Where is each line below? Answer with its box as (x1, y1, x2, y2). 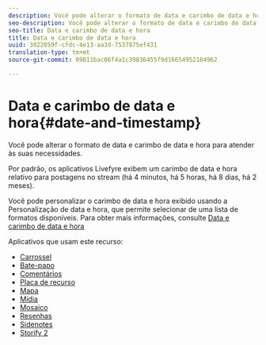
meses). (8, 180, 35, 190)
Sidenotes (19, 319, 53, 329)
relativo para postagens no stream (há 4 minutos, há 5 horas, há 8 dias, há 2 (8, 172, 257, 182)
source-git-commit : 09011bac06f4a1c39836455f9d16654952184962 (8, 56, 218, 64)
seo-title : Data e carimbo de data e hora (8, 26, 150, 34)
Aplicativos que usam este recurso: (8, 236, 123, 246)
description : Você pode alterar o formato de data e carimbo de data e (8, 11, 249, 20)
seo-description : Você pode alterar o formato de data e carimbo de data (8, 19, 257, 27)
